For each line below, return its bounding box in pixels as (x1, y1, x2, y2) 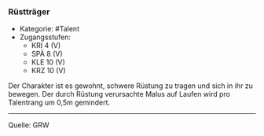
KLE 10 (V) (31, 57, 65, 67)
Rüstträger (8, 6, 50, 17)
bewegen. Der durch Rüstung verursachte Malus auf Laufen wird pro (8, 90, 230, 99)
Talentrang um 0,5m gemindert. (8, 97, 111, 108)
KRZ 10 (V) (31, 66, 67, 75)
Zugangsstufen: (19, 32, 71, 42)
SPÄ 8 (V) (31, 50, 63, 59)
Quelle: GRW (8, 120, 49, 130)
